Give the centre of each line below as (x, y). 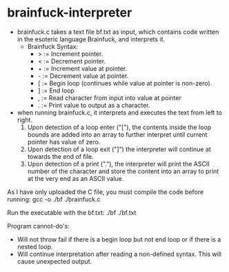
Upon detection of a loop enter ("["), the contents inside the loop (119, 127)
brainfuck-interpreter (70, 13)
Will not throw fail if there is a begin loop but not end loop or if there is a (119, 239)
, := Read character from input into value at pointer (109, 97)
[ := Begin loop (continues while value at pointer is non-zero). (125, 83)
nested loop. (35, 246)
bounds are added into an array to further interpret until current (117, 134)
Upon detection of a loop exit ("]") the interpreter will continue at (119, 149)
